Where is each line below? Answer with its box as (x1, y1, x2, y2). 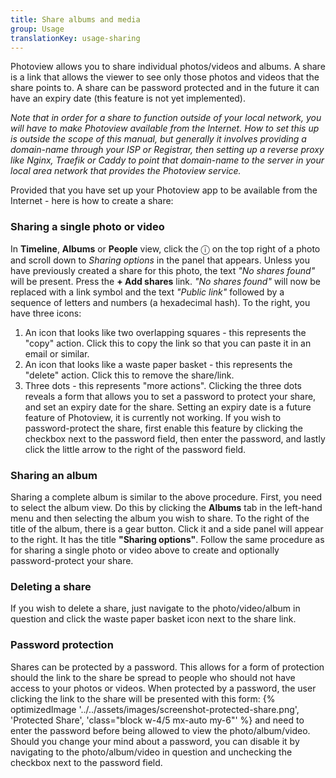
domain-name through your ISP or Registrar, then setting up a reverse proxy (10, 144, 325, 156)
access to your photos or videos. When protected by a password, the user (10, 682, 317, 694)
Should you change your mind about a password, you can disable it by (10, 735, 300, 747)
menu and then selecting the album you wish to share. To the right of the (10, 512, 310, 524)
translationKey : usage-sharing (10, 33, 141, 43)
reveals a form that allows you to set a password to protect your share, (24, 390, 317, 402)
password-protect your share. (10, 554, 134, 566)
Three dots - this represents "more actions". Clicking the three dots (24, 379, 303, 391)
